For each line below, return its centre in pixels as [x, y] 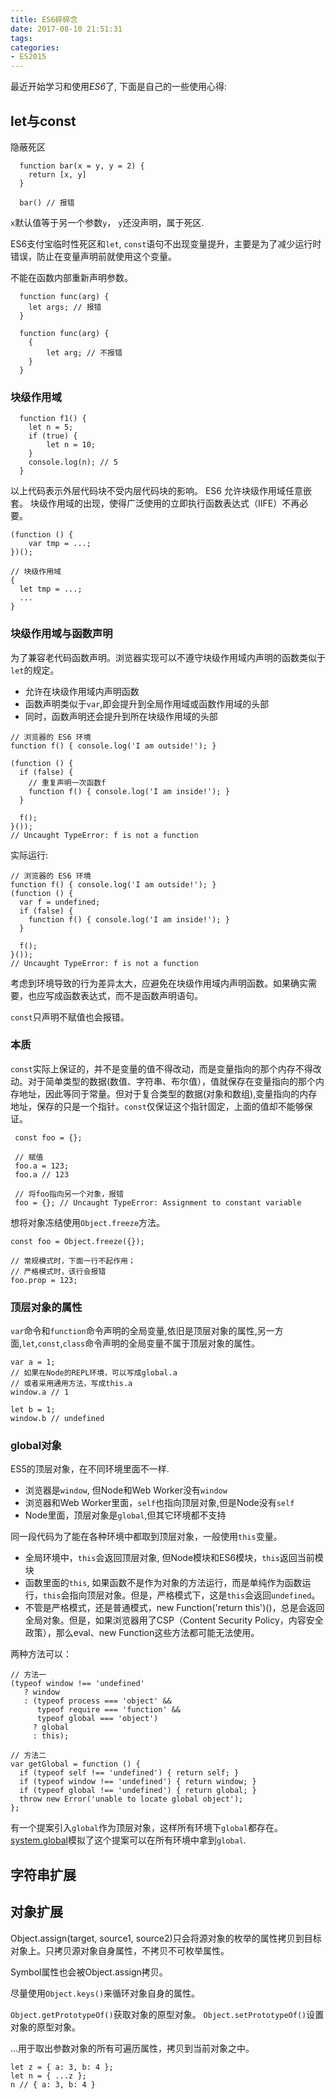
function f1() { [53, 419]
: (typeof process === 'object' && [97, 1701]
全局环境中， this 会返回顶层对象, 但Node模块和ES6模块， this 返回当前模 [174, 1558]
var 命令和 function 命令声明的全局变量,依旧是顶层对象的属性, [134, 1331]
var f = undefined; [60, 902]
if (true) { [53, 436]
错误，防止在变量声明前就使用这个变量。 [93, 256]
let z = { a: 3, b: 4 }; [62, 2067]
